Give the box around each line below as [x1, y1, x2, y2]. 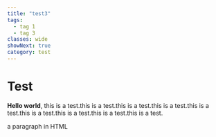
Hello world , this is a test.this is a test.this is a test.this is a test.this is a [7, 101, 210, 109]
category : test [7, 49, 51, 56]
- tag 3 [13, 29, 36, 37]
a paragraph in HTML [7, 122, 68, 130]
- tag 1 [13, 23, 36, 30]
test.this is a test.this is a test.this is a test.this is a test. [7, 109, 163, 117]
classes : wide [7, 36, 48, 43]
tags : [7, 17, 23, 24]
